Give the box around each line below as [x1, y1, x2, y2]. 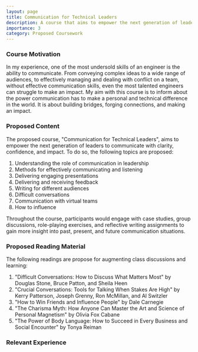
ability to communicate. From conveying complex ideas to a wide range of [6, 70, 186, 77]
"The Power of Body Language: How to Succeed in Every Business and [14, 317, 188, 325]
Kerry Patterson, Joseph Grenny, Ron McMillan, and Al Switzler [14, 292, 168, 299]
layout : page [6, 8, 38, 15]
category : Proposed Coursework [6, 31, 83, 37]
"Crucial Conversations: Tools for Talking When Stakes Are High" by [14, 286, 180, 293]
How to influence [14, 203, 57, 210]
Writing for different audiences [14, 184, 90, 192]
